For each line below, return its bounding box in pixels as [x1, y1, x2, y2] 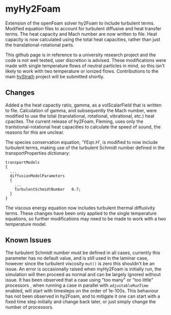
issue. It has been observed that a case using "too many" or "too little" [5, 277, 154, 283]
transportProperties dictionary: [5, 150, 70, 156]
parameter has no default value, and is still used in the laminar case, [5, 255, 149, 261]
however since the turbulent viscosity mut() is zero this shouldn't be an [5, 260, 155, 266]
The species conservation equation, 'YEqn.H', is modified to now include [5, 139, 158, 145]
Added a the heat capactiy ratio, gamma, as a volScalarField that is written [5, 102, 162, 108]
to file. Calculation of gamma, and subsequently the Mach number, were [5, 107, 157, 113]
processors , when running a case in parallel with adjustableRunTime [5, 282, 149, 288]
